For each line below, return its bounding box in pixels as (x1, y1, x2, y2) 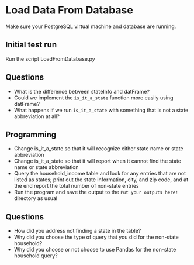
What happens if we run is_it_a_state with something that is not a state (13, 106, 189, 113)
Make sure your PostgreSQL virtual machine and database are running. (5, 23, 176, 30)
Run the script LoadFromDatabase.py (5, 55, 95, 62)
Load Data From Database (5, 4, 134, 17)
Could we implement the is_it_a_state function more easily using (13, 94, 174, 101)
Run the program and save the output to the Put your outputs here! (13, 188, 179, 196)
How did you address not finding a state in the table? (13, 228, 141, 235)
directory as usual (13, 195, 58, 202)
